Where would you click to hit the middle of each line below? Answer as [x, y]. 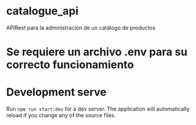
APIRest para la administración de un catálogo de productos [81, 28]
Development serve [56, 92]
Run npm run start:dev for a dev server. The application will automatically [98, 109]
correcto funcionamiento [70, 65]
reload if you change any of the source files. [61, 115]
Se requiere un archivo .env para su [97, 52]
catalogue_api [43, 11]
